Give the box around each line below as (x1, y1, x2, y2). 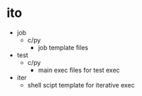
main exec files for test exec (37, 66, 121, 74)
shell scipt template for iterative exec (27, 80, 135, 89)
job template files (37, 43, 89, 52)
